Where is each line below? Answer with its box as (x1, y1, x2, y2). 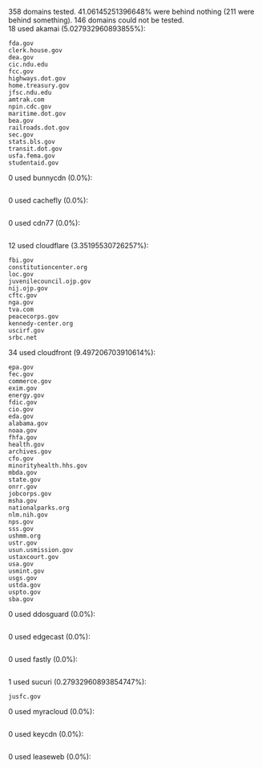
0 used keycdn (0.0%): (8, 729, 84, 738)
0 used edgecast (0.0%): (8, 632, 91, 641)
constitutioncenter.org (8, 263, 88, 272)
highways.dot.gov (8, 75, 67, 83)
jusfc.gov (8, 692, 42, 701)
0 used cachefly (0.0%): (8, 196, 88, 205)
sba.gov (8, 595, 34, 603)
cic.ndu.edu (8, 60, 48, 68)
